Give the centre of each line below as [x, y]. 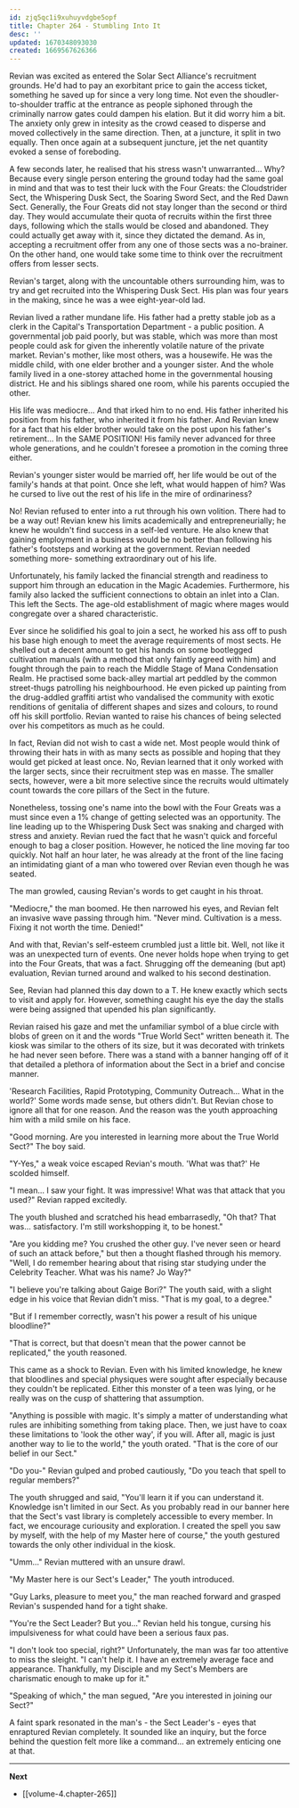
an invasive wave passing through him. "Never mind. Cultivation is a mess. [145, 918]
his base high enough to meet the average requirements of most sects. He [145, 641]
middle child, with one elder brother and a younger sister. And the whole [141, 365]
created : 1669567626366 [53, 51]
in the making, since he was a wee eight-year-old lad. [108, 300]
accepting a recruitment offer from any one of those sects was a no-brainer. [149, 245]
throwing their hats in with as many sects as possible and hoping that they [145, 752]
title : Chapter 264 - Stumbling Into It [85, 26]
